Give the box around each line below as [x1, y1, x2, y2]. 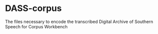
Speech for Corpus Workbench [5, 23, 68, 29]
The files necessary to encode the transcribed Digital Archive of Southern [5, 19, 154, 24]
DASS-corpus [5, 3, 62, 14]
